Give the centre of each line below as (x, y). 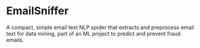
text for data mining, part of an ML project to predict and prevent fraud (93, 33)
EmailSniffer (38, 11)
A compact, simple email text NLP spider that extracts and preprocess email (100, 27)
